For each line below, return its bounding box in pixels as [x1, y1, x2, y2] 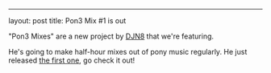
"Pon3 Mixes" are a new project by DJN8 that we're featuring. [8, 31, 215, 41]
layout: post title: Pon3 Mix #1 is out [8, 16, 127, 25]
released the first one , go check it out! [8, 55, 135, 65]
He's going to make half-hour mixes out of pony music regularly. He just [8, 47, 248, 56]
